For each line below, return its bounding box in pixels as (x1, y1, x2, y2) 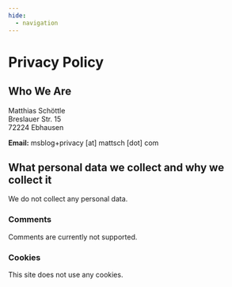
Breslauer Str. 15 (8, 114, 62, 124)
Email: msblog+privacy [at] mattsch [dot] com (8, 138, 159, 147)
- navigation (15, 19, 59, 27)
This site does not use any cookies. (8, 270, 124, 279)
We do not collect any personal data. (8, 194, 128, 204)
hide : (8, 11, 26, 20)
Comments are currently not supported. (8, 232, 138, 242)
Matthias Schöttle (8, 105, 66, 115)
